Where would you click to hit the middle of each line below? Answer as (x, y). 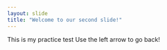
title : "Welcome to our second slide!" (65, 20)
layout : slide (28, 13)
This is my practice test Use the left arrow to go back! (84, 39)
